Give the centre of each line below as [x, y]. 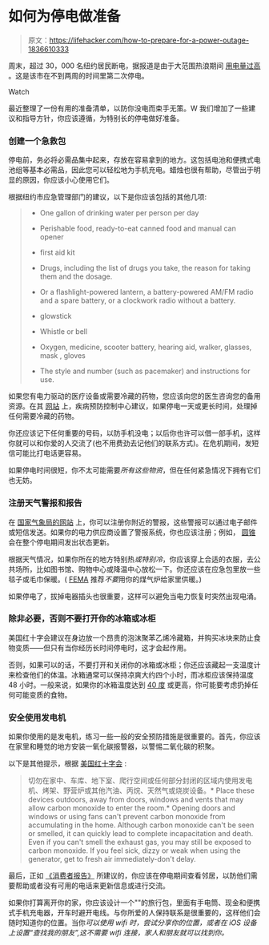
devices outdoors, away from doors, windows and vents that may [136, 800]
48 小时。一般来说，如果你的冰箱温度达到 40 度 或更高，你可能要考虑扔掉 [130, 685]
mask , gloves [62, 356]
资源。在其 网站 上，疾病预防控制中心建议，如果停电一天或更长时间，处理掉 [133, 406]
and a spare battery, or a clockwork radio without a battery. [138, 300]
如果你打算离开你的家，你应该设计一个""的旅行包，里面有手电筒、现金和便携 [134, 903]
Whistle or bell [64, 332]
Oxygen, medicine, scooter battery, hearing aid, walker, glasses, [146, 347]
